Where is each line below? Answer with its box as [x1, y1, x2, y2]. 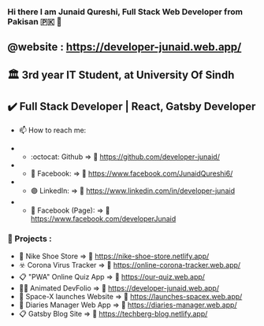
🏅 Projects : [7, 233, 52, 244]
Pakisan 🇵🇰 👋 [7, 16, 62, 27]
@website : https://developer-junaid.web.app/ [7, 40, 242, 54]
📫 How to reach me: [18, 125, 87, 135]
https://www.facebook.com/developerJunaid [30, 213, 177, 223]
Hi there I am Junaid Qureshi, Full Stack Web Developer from [7, 6, 244, 17]
